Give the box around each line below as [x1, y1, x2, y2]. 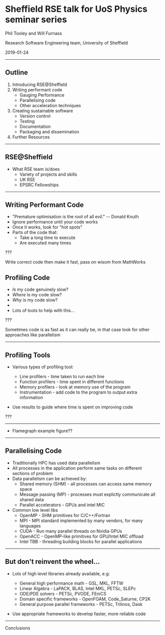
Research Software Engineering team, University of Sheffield [5, 40, 128, 45]
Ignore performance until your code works [12, 219, 98, 225]
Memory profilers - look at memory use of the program [19, 384, 131, 390]
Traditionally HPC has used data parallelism [12, 460, 101, 466]
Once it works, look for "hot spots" [12, 224, 82, 230]
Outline [5, 68, 28, 77]
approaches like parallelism [5, 332, 60, 338]
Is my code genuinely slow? [12, 286, 69, 292]
